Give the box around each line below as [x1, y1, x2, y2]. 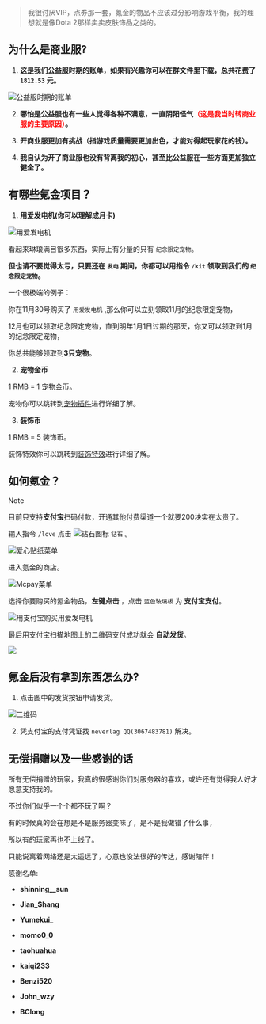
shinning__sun [19, 885, 69, 894]
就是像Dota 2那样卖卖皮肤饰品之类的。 [34, 17, 161, 27]
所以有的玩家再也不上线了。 [8, 835, 99, 844]
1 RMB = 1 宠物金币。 [8, 382, 77, 391]
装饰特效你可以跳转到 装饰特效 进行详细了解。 [8, 449, 154, 459]
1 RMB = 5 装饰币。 [8, 432, 71, 442]
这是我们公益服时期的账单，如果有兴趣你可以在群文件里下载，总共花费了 [19, 65, 256, 74]
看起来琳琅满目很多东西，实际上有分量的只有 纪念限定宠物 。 [8, 244, 199, 253]
